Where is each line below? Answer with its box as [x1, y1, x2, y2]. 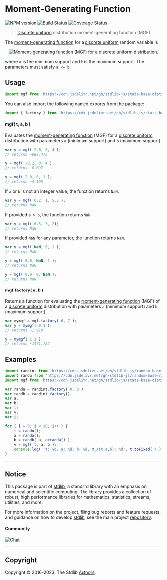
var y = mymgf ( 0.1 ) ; [5, 323, 52, 328]
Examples [5, 355, 36, 364]
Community [5, 526, 30, 532]
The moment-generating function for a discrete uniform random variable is [5, 39, 158, 45]
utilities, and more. [5, 499, 43, 505]
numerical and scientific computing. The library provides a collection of [5, 488, 152, 495]
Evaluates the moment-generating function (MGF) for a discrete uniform [5, 132, 153, 138]
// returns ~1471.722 [5, 341, 50, 346]
